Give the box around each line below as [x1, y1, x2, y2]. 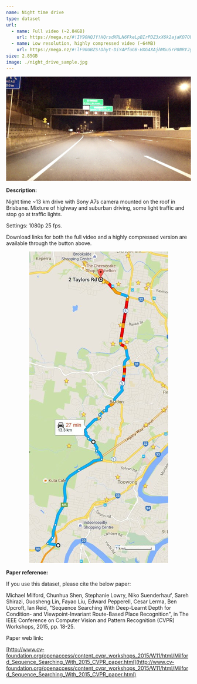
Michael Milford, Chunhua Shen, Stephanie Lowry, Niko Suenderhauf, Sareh [6, 592, 189, 599]
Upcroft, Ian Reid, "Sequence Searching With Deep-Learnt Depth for [6, 604, 171, 612]
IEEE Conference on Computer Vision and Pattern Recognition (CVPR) [6, 617, 175, 624]
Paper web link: [6, 635, 44, 642]
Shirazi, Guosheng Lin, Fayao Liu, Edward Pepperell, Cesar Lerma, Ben [6, 598, 177, 605]
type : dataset [6, 15, 41, 22]
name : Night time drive [6, 9, 64, 15]
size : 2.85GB [6, 53, 38, 59]
